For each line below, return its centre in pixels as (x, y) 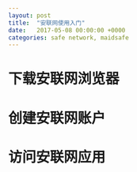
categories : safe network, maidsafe (68, 37)
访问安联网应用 (57, 157)
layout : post (30, 15)
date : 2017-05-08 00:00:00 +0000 (67, 30)
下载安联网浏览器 (64, 79)
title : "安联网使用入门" (47, 23)
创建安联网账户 (57, 118)
